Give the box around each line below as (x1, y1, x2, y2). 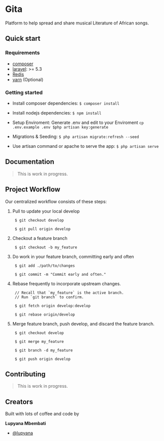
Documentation (5, 158, 55, 166)
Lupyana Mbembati (5, 421, 46, 427)
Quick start (5, 34, 41, 43)
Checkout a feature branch (12, 235, 68, 241)
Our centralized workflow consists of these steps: (5, 198, 107, 205)
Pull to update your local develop (12, 208, 80, 214)
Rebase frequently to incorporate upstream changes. (12, 280, 121, 287)
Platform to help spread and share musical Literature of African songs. (5, 20, 149, 26)
